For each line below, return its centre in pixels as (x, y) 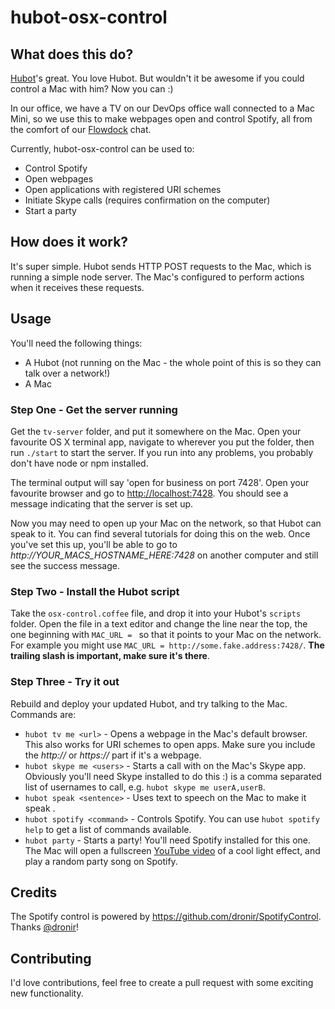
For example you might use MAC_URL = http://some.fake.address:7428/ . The (167, 645)
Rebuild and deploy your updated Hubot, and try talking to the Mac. (149, 703)
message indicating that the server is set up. (102, 503)
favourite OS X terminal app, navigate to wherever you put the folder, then (162, 442)
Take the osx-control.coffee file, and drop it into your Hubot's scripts (156, 613)
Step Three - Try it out (65, 682)
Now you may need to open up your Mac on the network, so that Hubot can (166, 523)
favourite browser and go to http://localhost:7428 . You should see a (149, 493)
